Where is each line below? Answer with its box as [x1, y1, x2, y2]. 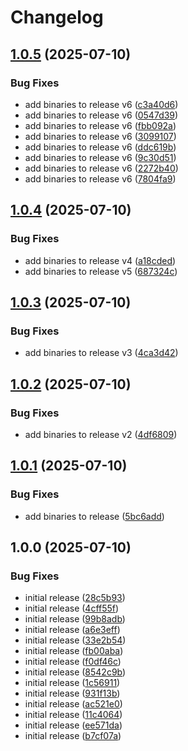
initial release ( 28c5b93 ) [24, 592, 126, 604]
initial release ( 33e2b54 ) [24, 634, 127, 646]
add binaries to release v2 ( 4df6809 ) [24, 428, 178, 440]
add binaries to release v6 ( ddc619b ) [24, 141, 177, 153]
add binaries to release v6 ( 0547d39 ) [24, 109, 179, 121]
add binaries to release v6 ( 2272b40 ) [24, 162, 179, 174]
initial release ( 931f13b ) [24, 687, 121, 700]
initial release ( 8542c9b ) [24, 666, 127, 678]
